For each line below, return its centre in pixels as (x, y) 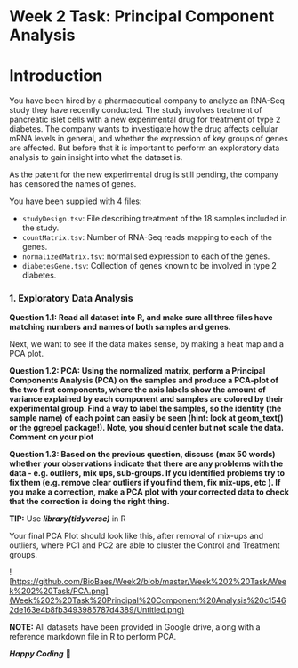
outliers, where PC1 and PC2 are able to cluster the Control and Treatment (145, 545)
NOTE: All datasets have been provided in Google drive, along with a (135, 627)
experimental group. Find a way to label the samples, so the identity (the (145, 409)
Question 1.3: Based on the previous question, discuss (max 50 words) (142, 455)
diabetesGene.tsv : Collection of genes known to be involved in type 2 (149, 266)
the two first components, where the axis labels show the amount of (138, 390)
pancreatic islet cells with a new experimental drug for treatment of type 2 (145, 120)
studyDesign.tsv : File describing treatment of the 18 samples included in (154, 219)
